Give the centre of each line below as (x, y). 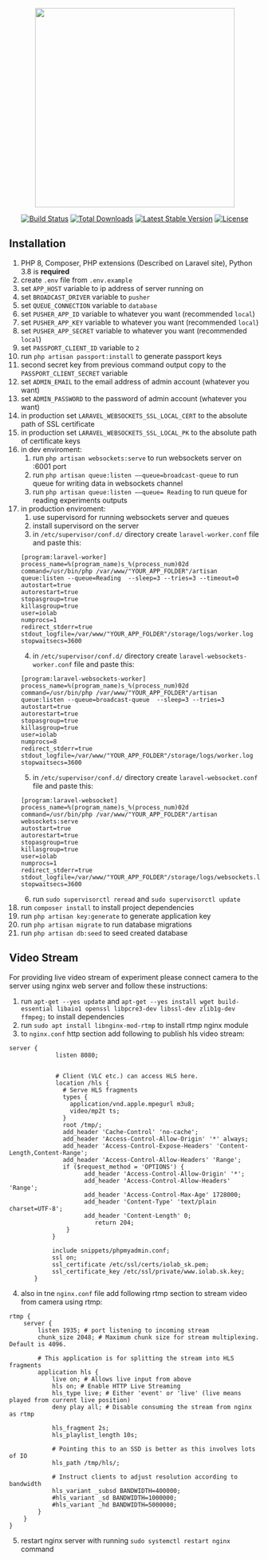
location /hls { (83, 1083)
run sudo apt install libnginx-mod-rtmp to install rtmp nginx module (134, 1025)
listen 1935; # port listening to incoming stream (124, 1330)
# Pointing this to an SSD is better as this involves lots (154, 1449)
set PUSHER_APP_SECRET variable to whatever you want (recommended (134, 330)
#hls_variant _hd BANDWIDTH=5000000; (114, 1505)
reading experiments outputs (80, 500)
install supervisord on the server (85, 526)
